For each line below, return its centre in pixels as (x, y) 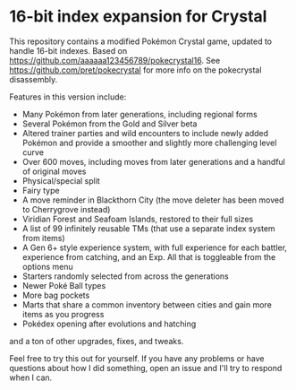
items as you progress (63, 314)
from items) (43, 238)
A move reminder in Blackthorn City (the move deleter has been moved (153, 200)
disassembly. (34, 79)
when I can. (31, 377)
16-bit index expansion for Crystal (138, 17)
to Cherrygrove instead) (66, 209)
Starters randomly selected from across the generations (126, 276)
